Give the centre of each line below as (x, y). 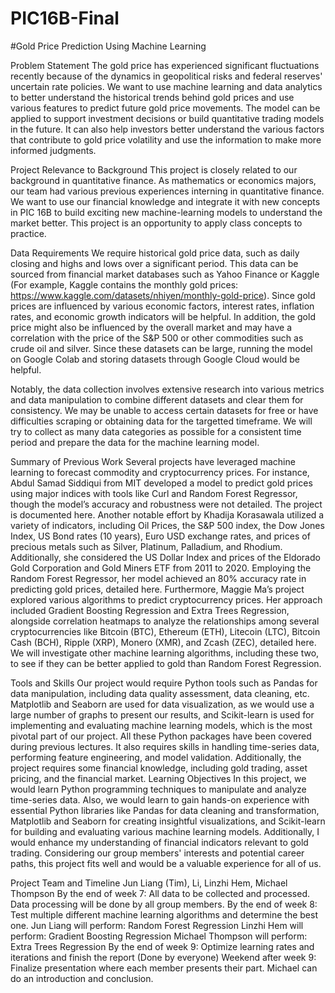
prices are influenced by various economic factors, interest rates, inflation (162, 306)
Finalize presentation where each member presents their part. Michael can (164, 968)
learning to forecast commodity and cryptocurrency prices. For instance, (160, 472)
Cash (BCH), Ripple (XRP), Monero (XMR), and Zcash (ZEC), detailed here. (163, 642)
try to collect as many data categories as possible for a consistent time (156, 431)
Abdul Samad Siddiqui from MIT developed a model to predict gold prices (161, 483)
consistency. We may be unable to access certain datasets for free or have (164, 410)
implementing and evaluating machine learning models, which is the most (161, 725)
